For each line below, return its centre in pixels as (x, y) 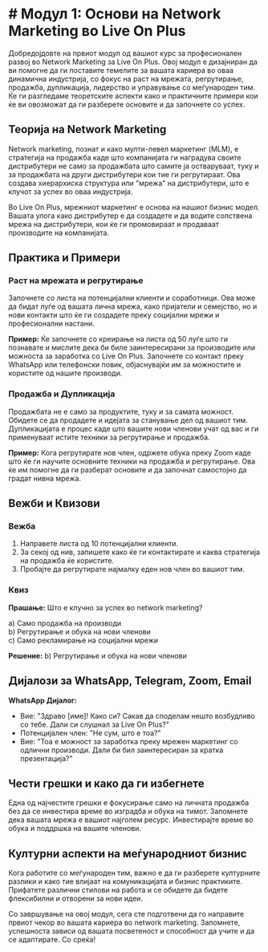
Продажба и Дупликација (62, 394)
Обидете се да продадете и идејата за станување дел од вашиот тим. (128, 420)
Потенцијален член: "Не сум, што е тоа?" (91, 733)
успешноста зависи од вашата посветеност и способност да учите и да (132, 931)
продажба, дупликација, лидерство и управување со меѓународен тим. (132, 87)
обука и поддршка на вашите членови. (75, 828)
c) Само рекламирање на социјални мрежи (83, 640)
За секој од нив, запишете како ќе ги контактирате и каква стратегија (140, 552)
